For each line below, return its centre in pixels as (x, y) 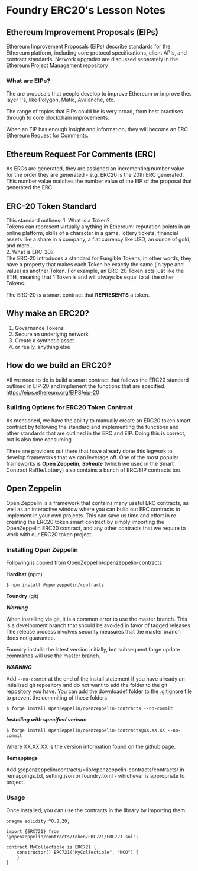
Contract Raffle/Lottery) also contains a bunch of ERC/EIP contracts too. (94, 470)
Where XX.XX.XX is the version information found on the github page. (91, 746)
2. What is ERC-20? (30, 252)
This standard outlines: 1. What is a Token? (58, 220)
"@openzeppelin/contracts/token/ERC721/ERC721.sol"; (72, 837)
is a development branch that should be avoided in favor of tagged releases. (99, 625)
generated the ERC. (30, 187)
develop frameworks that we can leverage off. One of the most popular (92, 457)
